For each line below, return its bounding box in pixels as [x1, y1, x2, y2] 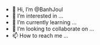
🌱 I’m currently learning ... [12, 19, 77, 26]
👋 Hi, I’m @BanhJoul [12, 6, 64, 13]
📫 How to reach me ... [12, 32, 68, 39]
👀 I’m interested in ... [12, 12, 64, 19]
